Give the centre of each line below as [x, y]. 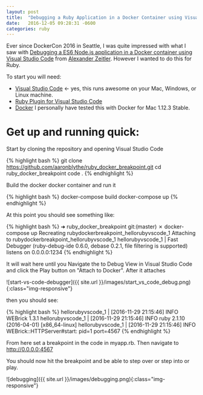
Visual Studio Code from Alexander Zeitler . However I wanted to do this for [99, 59]
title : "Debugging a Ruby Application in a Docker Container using [94, 18]
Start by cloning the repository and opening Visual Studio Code [85, 149]
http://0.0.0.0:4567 [30, 349]
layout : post [23, 12]
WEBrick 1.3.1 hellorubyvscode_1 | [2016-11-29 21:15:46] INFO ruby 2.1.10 [96, 318]
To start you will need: [34, 77]
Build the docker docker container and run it [61, 185]
